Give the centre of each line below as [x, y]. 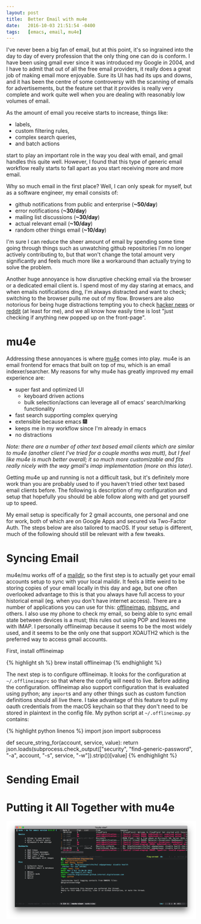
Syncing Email [43, 559]
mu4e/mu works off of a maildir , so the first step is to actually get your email [101, 575]
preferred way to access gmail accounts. [57, 639]
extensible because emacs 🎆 [51, 422]
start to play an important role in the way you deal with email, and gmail [95, 155]
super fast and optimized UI [49, 390]
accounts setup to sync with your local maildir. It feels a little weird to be [96, 582]
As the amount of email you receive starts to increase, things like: [87, 113]
